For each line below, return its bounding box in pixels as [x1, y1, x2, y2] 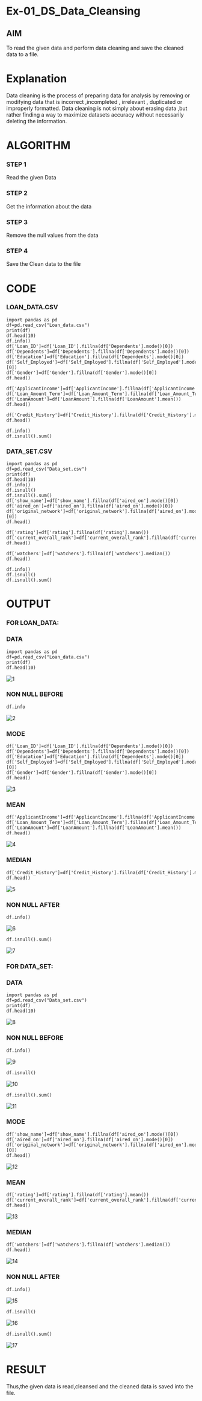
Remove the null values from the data [6, 231, 99, 239]
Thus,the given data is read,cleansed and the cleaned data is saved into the [6, 1382, 194, 1390]
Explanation [6, 72, 67, 86]
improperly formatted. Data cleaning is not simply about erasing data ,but [6, 105, 188, 112]
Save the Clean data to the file [6, 260, 81, 268]
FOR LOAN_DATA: [6, 619, 59, 627]
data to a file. [6, 51, 39, 58]
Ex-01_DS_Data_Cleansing [6, 4, 141, 18]
